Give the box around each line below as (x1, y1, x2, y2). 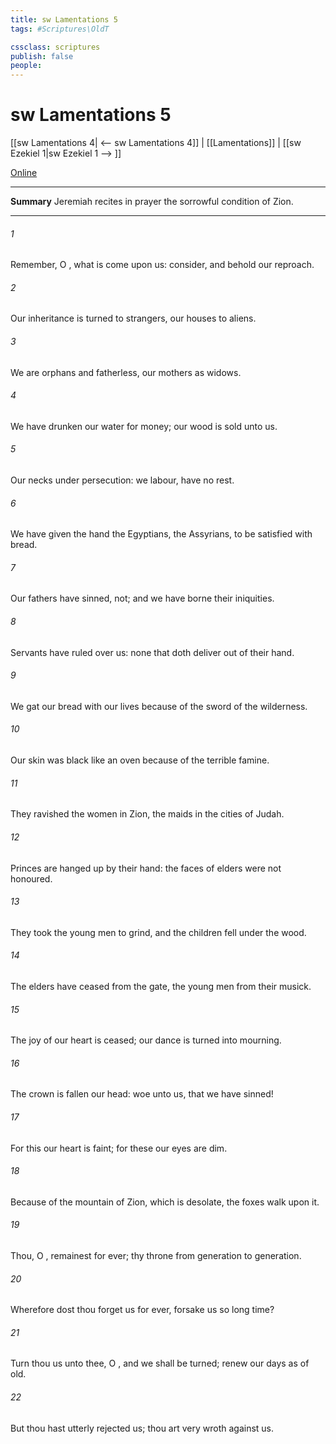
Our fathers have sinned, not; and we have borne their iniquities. (10, 592, 275, 605)
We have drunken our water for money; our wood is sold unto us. (10, 420, 278, 432)
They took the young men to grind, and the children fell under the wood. (10, 926, 307, 938)
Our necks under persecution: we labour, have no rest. (10, 474, 235, 486)
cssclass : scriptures (10, 42, 101, 52)
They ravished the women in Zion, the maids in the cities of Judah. (10, 808, 285, 820)
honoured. (10, 872, 53, 885)
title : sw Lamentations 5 (10, 14, 118, 25)
